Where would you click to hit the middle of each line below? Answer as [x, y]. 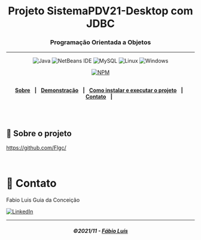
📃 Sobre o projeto [39, 133]
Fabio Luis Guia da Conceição [43, 200]
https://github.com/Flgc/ [36, 148]
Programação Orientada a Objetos [100, 42]
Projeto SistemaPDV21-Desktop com [100, 11]
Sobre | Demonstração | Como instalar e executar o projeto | [99, 90]
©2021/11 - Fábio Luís [100, 230]
